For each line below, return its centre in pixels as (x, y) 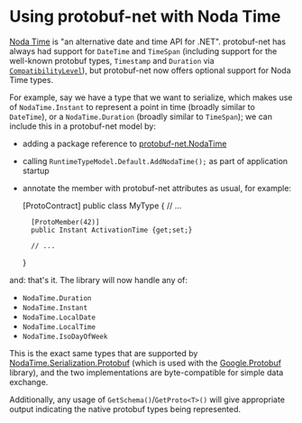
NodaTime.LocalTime (59, 326)
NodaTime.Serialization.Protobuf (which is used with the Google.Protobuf (146, 363)
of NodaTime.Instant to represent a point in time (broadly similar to (132, 106)
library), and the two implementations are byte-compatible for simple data (146, 372)
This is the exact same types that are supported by (104, 353)
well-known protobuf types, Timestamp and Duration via (112, 60)
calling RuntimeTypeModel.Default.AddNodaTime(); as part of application (155, 161)
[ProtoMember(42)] (65, 222)
